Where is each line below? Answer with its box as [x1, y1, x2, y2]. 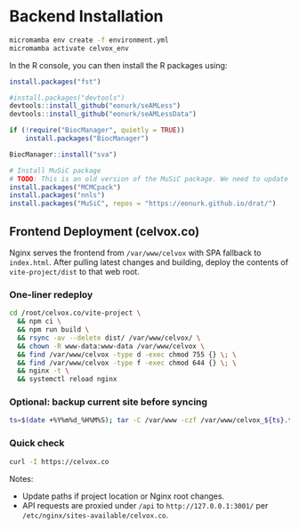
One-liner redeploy [9, 288, 93, 301]
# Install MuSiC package [9, 166, 101, 175]
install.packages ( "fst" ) [9, 77, 101, 86]
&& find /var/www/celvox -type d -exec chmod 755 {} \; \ [17, 349, 238, 359]
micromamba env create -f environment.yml [9, 36, 169, 44]
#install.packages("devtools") [9, 93, 125, 102]
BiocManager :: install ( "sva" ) [9, 149, 117, 159]
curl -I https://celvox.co [9, 457, 109, 466]
